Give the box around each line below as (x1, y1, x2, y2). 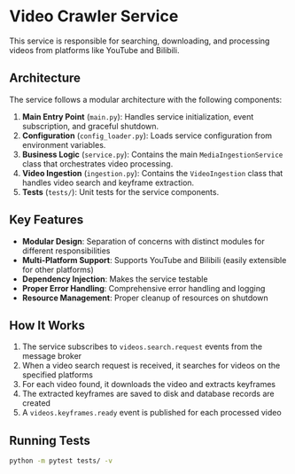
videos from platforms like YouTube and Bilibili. (9, 44, 180, 55)
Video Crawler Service (9, 6, 179, 27)
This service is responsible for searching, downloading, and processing (9, 35, 270, 46)
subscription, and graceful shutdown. (21, 120, 159, 131)
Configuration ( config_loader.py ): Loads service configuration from (21, 130, 273, 141)
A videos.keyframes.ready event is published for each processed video (21, 408, 282, 418)
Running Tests (9, 432, 90, 448)
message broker (21, 351, 82, 361)
